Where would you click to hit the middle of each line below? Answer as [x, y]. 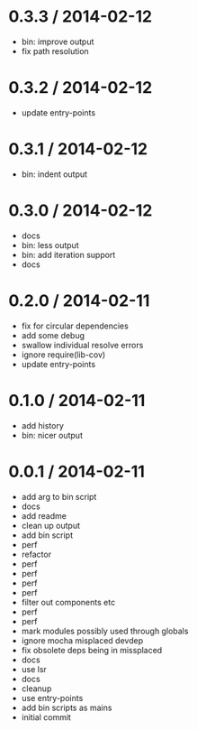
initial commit [46, 717]
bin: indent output [54, 174]
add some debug [53, 335]
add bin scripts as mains [67, 707]
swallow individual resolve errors [82, 345]
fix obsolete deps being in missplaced [92, 650]
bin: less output [50, 245]
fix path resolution [55, 51]
